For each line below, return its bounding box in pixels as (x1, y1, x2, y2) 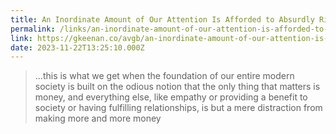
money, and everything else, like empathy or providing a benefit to (34, 91, 308, 103)
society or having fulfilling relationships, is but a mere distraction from (34, 102, 323, 114)
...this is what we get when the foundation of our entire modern (34, 70, 295, 82)
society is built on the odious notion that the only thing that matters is (34, 81, 321, 93)
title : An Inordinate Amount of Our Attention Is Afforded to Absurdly (10, 14, 315, 25)
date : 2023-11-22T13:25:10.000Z (10, 42, 145, 53)
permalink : (10, 24, 56, 34)
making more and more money (34, 112, 162, 125)
